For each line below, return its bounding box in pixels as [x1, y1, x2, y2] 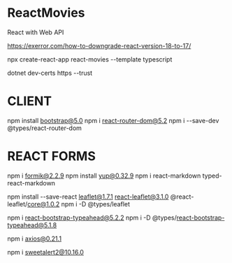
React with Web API [7, 28, 64, 36]
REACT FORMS [7, 148, 96, 164]
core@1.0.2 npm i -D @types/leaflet [27, 199, 131, 208]
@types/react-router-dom [7, 124, 82, 132]
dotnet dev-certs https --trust [7, 69, 93, 77]
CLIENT [7, 93, 52, 109]
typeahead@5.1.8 [7, 220, 57, 229]
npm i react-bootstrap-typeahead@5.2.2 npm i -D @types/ [7, 213, 177, 222]
